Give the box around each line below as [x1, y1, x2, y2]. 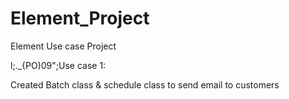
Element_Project [10, 7, 150, 30]
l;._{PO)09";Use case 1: [10, 59, 107, 71]
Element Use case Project [10, 40, 117, 52]
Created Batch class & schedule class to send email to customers [10, 78, 280, 91]
